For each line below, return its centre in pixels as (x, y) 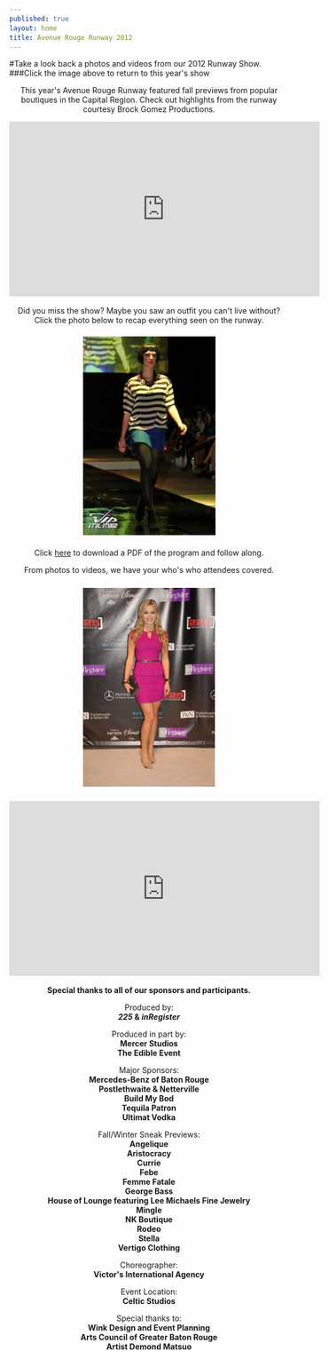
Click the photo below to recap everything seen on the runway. (149, 321)
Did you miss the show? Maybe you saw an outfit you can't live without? (149, 311)
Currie (149, 1163)
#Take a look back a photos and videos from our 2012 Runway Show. (135, 64)
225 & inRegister (149, 1017)
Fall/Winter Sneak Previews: (149, 1135)
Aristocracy (149, 1154)
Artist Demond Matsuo (149, 1347)
